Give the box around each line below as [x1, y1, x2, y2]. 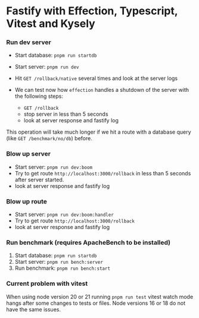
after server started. [14, 176, 64, 183]
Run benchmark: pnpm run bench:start [14, 264, 111, 272]
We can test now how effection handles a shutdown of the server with [14, 87, 189, 94]
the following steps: [14, 92, 64, 100]
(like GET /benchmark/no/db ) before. [6, 135, 92, 142]
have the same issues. [6, 305, 61, 313]
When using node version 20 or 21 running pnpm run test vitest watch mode [6, 293, 194, 300]
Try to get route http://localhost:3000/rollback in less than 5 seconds [14, 169, 191, 177]
